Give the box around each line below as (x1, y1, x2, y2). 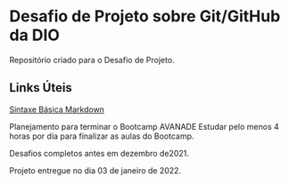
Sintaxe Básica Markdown (9, 104, 105, 115)
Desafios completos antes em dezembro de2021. (9, 148, 189, 158)
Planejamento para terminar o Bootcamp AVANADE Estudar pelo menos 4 (9, 121, 279, 132)
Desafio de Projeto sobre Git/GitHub (9, 6, 281, 27)
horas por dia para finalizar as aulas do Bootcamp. (9, 131, 194, 141)
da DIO (9, 25, 61, 45)
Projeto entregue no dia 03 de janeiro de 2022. (9, 165, 181, 175)
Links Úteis (9, 80, 73, 95)
